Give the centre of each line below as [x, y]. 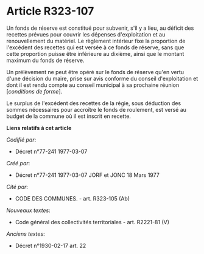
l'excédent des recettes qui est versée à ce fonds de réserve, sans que [95, 47]
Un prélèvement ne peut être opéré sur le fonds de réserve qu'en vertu [95, 72]
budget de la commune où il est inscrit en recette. [69, 116]
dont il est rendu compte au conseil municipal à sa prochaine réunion [93, 85]
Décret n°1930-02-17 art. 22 [51, 245]
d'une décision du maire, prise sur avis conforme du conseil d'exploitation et [102, 78]
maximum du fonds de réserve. [45, 60]
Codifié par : [21, 139]
